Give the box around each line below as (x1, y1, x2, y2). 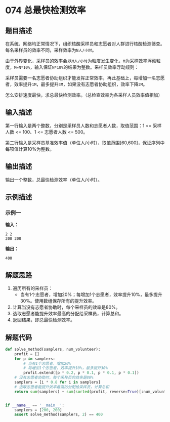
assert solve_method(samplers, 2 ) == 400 (14, 412, 103, 417)
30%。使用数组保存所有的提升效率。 (20, 298, 97, 304)
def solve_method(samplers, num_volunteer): (5, 347, 101, 352)
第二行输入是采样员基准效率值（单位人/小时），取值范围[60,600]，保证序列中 (5, 140, 165, 146)
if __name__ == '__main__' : (5, 403, 65, 408)
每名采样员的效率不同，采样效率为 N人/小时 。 (5, 47, 97, 53)
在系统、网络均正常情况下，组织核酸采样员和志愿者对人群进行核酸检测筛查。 (5, 41, 165, 47)
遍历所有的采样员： (12, 285, 53, 291)
